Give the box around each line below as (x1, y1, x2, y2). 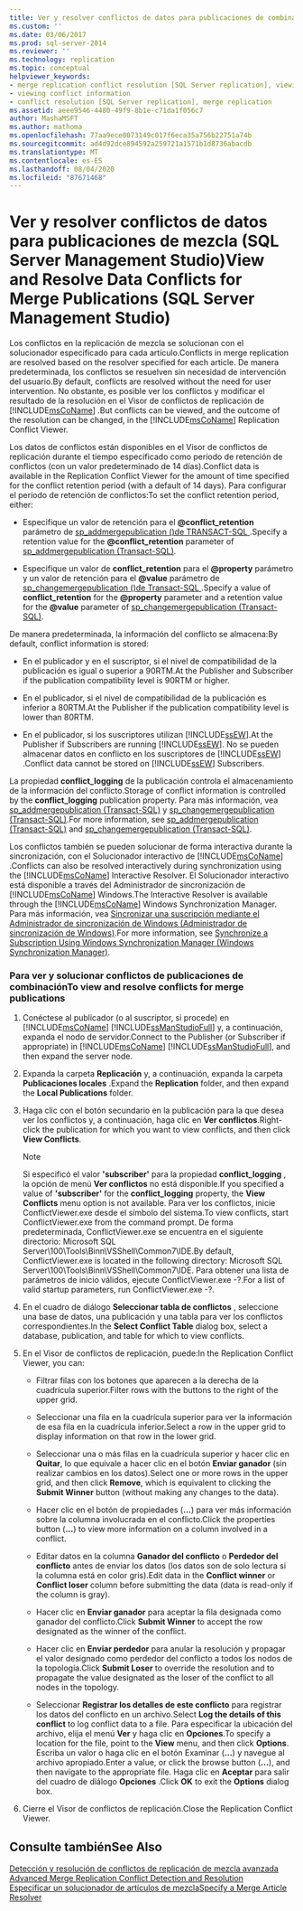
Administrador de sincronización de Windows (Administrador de (9, 918, 248, 929)
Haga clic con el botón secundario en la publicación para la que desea (22, 1105, 284, 1116)
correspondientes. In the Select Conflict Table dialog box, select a (22, 1321, 268, 1332)
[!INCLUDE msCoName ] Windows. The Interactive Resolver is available (9, 890, 268, 900)
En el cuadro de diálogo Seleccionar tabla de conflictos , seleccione (22, 1302, 280, 1313)
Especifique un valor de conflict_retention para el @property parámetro (22, 563, 294, 574)
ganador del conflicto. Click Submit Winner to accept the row (35, 1616, 263, 1627)
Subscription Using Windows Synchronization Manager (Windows (9, 937, 254, 948)
